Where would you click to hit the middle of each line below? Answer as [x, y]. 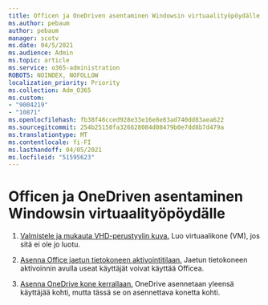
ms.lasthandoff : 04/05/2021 [55, 150]
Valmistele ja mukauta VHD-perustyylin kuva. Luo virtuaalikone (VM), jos [140, 236]
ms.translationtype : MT [48, 134]
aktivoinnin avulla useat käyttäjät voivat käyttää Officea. [112, 268]
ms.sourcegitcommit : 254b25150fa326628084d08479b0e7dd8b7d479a [116, 127]
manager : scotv [34, 38]
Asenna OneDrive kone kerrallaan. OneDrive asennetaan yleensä [127, 284]
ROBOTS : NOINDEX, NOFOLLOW [53, 75]
